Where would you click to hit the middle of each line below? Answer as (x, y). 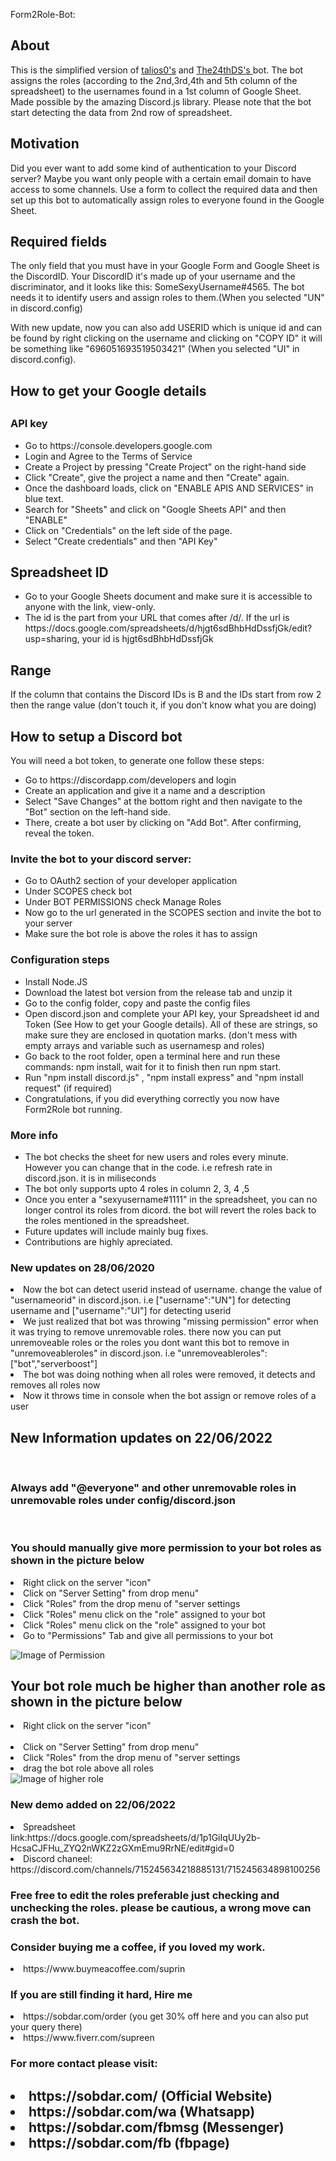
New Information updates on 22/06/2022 (141, 1437)
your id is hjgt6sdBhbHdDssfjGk (147, 639)
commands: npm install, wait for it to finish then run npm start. (153, 1066)
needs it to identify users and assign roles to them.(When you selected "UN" (167, 298)
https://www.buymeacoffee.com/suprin (104, 1968)
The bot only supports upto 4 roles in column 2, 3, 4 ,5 (137, 1188)
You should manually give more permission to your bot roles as (166, 1548)
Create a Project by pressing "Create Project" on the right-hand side (165, 466)
